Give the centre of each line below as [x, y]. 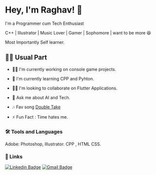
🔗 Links [14, 157]
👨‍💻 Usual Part [26, 58]
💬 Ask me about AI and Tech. [41, 97]
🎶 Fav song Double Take [36, 107]
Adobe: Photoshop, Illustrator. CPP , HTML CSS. [53, 144]
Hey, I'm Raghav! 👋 [44, 10]
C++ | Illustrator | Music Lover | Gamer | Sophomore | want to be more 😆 [78, 33]
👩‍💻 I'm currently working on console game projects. [64, 69]
